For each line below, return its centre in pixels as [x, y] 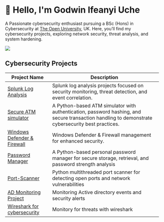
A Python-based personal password [94, 152]
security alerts [69, 198]
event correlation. [72, 98]
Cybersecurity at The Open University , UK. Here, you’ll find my [68, 28]
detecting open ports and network [91, 178]
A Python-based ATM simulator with [94, 105]
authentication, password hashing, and [97, 112]
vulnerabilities [68, 184]
